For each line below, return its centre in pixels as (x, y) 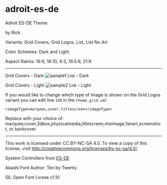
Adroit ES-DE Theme (26, 23)
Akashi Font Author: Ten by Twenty (41, 168)
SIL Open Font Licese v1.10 (33, 177)
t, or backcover (21, 129)
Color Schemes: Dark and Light (37, 52)
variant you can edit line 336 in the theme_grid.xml (56, 100)
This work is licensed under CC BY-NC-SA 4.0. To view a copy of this (76, 143)
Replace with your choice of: (34, 118)
